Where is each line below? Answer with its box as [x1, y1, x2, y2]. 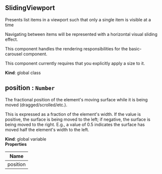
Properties [5, 141, 27, 147]
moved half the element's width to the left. [5, 127, 89, 132]
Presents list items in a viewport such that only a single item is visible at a [5, 16, 151, 22]
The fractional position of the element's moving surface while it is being [5, 96, 148, 102]
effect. [5, 36, 18, 42]
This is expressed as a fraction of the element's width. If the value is [5, 111, 141, 117]
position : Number [5, 84, 55, 92]
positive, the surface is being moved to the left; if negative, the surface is [5, 116, 151, 122]
